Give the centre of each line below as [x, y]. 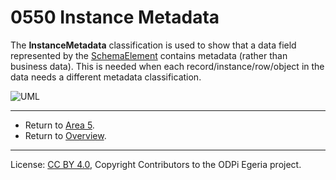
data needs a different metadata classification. [106, 77]
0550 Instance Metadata [115, 17]
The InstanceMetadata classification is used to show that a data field [153, 45]
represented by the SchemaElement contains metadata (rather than [149, 55]
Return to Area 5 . [59, 125]
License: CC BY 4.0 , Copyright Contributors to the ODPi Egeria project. [156, 164]
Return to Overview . [65, 135]
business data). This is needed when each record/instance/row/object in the [167, 66]
